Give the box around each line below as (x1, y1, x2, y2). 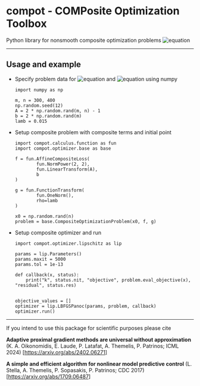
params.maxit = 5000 (14, 256, 66, 262)
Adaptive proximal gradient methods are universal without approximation (6, 336, 192, 343)
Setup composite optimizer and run (14, 228, 102, 236)
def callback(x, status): (14, 271, 79, 278)
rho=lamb (36, 197, 58, 203)
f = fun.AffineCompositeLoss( (14, 156, 90, 162)
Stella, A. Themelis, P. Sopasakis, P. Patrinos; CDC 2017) (6, 366, 145, 373)
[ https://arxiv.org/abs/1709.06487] (6, 373, 91, 380)
